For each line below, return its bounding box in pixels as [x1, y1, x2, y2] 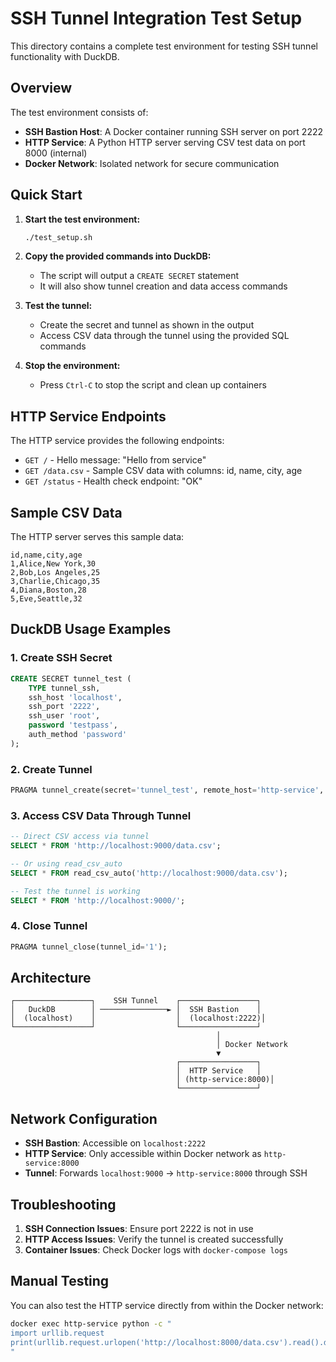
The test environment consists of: [10, 106, 149, 118]
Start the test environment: [24, 213, 141, 225]
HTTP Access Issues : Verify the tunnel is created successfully [24, 1233, 284, 1246]
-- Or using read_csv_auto [10, 858, 123, 869]
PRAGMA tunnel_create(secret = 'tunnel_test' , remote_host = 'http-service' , [10, 785, 325, 796]
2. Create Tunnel [10, 762, 93, 776]
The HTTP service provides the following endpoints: [10, 435, 225, 447]
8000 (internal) [24, 147, 88, 159]
